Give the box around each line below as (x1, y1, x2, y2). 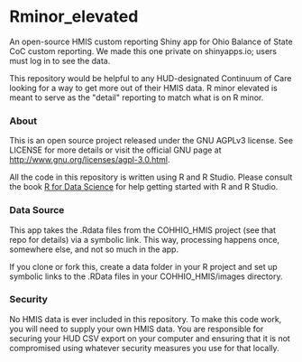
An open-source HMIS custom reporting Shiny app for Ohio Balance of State (9, 36, 293, 47)
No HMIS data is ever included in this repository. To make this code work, (9, 313, 282, 324)
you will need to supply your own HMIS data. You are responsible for (9, 323, 264, 334)
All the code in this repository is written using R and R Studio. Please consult (9, 172, 293, 182)
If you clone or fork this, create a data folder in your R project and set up (9, 261, 278, 272)
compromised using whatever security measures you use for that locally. (9, 342, 279, 353)
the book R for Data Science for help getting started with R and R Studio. (9, 181, 279, 192)
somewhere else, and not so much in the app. (9, 244, 178, 255)
